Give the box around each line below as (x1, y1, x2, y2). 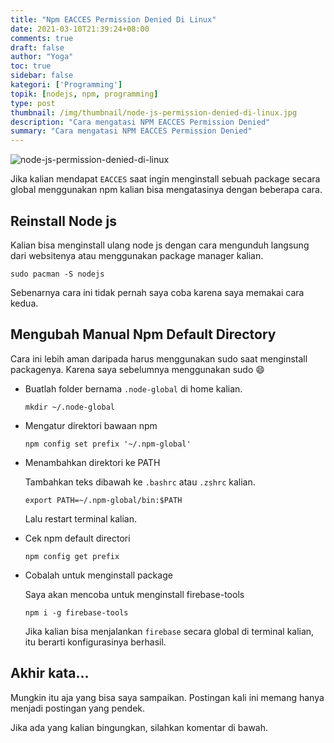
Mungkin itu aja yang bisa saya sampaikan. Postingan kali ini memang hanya (10, 691, 325, 703)
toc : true (10, 61, 52, 71)
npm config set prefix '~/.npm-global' (24, 439, 192, 449)
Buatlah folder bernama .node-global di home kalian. (24, 382, 243, 395)
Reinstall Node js (10, 212, 117, 230)
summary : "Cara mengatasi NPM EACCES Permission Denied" (10, 126, 253, 136)
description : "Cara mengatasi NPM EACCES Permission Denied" (10, 117, 271, 127)
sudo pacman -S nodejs (10, 269, 105, 279)
